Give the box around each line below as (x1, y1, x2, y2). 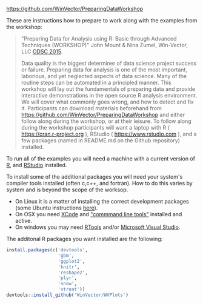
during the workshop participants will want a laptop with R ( (21, 124, 170, 131)
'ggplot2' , (58, 258, 85, 264)
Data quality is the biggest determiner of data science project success (21, 60, 197, 67)
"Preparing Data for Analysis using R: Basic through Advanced (21, 35, 177, 42)
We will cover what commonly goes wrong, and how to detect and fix (21, 98, 194, 105)
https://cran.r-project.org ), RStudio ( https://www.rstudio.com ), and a (21, 130, 197, 137)
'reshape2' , (58, 269, 88, 276)
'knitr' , (58, 263, 80, 270)
